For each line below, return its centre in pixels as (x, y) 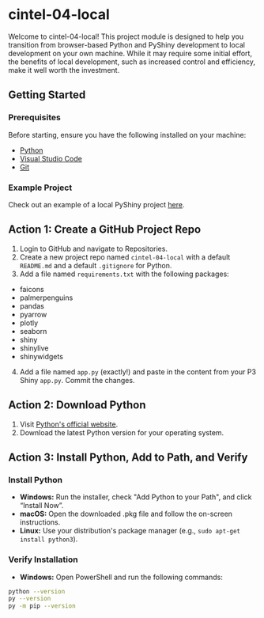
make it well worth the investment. (64, 70)
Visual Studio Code (51, 158)
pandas (32, 305)
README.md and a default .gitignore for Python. (96, 265)
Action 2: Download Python (77, 405)
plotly (29, 323)
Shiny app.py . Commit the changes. (77, 380)
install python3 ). (49, 539)
